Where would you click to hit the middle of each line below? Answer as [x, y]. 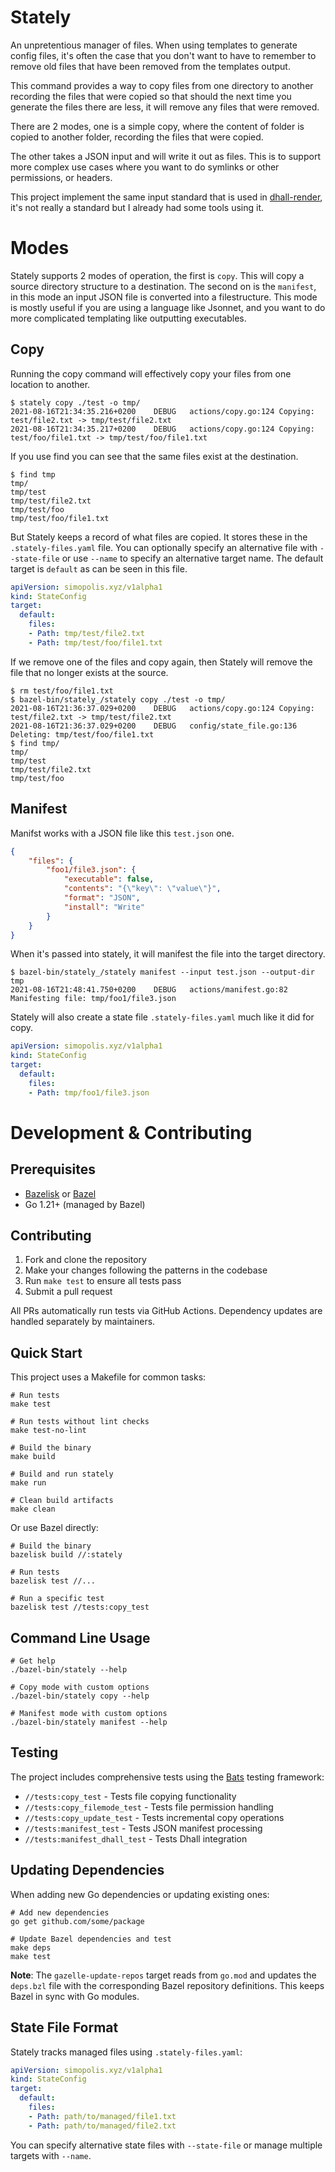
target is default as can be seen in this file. [99, 568]
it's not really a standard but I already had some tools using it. [137, 207]
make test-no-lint [48, 1431]
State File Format [64, 2027]
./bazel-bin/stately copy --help [80, 1696]
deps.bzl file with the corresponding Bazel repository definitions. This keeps [167, 1985]
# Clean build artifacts [62, 1501]
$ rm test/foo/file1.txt [62, 691]
